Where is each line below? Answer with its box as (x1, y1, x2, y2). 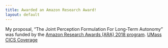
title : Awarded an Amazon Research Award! (5, 7, 97, 13)
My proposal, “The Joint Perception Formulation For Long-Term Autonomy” (5, 26, 163, 32)
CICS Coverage (5, 36, 38, 43)
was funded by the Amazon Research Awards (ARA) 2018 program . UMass (5, 31, 162, 37)
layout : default (5, 12, 40, 17)
